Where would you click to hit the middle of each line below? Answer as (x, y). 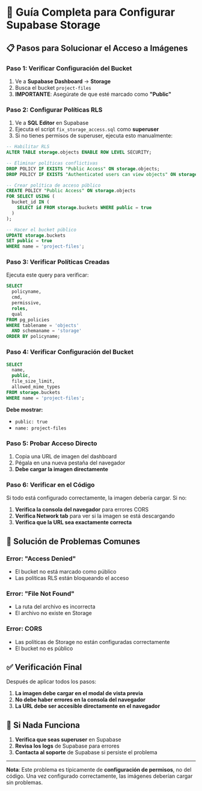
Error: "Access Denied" (41, 558)
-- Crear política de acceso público (54, 185)
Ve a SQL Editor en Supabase (52, 123)
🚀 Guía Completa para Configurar (91, 12)
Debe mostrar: (25, 410)
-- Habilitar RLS (28, 147)
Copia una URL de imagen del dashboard (66, 456)
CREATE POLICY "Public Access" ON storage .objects (71, 191)
